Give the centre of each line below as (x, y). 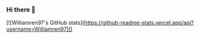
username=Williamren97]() (39, 29)
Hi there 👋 (21, 10)
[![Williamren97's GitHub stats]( (45, 23)
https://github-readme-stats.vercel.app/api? (139, 23)
